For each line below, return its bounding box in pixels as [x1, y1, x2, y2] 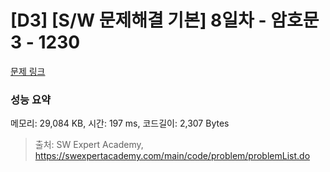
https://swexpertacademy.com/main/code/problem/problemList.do [34, 150, 311, 162]
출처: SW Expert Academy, [34, 139, 144, 151]
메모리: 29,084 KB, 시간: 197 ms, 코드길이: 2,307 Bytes [10, 117, 230, 130]
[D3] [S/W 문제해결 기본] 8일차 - [10, 9, 267, 32]
